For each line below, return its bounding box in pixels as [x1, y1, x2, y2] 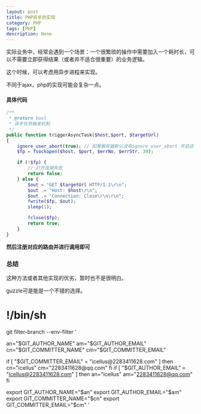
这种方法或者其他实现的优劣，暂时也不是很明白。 [6, 274, 127, 282]
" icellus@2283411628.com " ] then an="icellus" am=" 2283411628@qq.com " [6, 370, 193, 377]
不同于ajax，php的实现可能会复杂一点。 [6, 81, 105, 89]
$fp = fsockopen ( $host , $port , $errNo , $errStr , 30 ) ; [17, 149, 154, 155]
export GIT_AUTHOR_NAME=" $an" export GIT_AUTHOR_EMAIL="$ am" [6, 388, 182, 395]
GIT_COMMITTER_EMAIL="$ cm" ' [6, 401, 90, 408]
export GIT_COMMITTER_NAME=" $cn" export [6, 395, 120, 402]
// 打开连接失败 [28, 165, 63, 171]
